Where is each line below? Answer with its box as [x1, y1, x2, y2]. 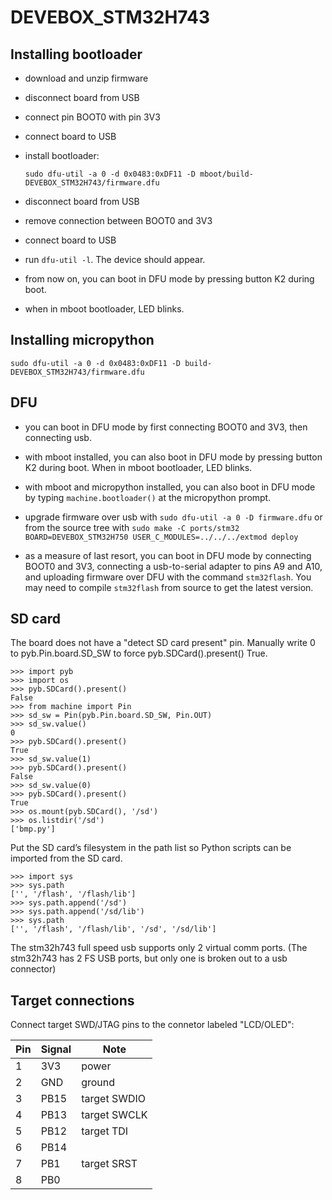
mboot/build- [199, 169, 254, 179]
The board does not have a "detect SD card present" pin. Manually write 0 [10, 637, 316, 649]
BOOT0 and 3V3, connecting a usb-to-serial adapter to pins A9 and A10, [24, 560, 323, 572]
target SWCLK [81, 1108, 148, 1122]
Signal [40, 1042, 72, 1056]
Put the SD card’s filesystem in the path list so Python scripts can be [10, 842, 292, 854]
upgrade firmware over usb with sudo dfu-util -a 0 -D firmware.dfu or [24, 511, 323, 523]
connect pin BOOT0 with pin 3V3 [24, 111, 161, 123]
